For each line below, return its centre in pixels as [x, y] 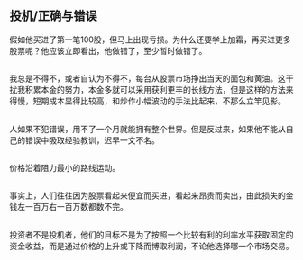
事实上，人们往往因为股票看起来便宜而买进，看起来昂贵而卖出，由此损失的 [147, 195]
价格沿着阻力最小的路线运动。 [64, 167]
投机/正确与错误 [53, 16]
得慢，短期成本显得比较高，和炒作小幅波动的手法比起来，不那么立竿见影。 [147, 101]
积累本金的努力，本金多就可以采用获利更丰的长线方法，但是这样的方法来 [159, 90]
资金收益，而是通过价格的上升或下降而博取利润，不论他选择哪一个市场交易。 [151, 246]
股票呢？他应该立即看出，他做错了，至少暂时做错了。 [108, 50]
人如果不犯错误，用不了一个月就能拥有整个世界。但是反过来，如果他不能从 [147, 129]
